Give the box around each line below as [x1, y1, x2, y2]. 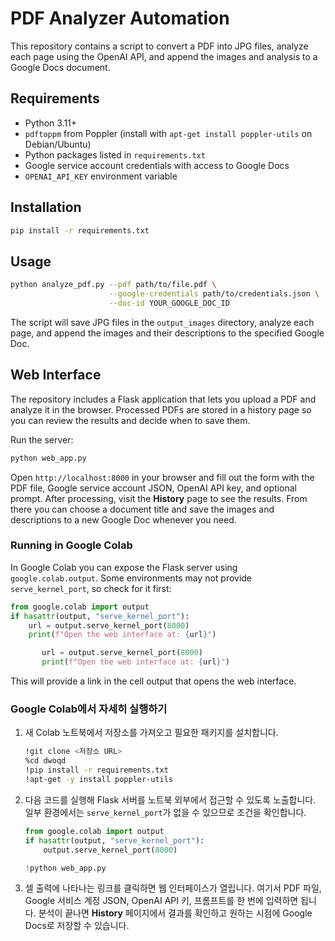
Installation [10, 199, 82, 216]
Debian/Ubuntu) [24, 138, 92, 150]
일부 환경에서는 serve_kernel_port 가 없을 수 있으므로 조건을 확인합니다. [24, 806, 307, 818]
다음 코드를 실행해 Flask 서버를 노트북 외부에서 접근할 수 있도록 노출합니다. [24, 793, 317, 806]
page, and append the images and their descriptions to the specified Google [10, 327, 325, 339]
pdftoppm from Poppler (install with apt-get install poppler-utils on [24, 127, 313, 139]
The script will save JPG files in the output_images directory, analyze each [10, 316, 315, 328]
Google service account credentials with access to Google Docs [24, 159, 290, 171]
